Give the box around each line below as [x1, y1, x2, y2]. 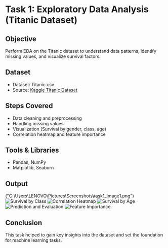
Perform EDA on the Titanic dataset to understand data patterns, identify [5, 48, 157, 54]
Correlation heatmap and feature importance [12, 131, 106, 137]
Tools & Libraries [5, 146, 59, 155]
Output [5, 179, 28, 188]
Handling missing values [12, 120, 64, 126]
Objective [5, 34, 37, 43]
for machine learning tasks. [5, 237, 62, 243]
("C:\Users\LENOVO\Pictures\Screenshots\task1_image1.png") [5, 193, 134, 199]
